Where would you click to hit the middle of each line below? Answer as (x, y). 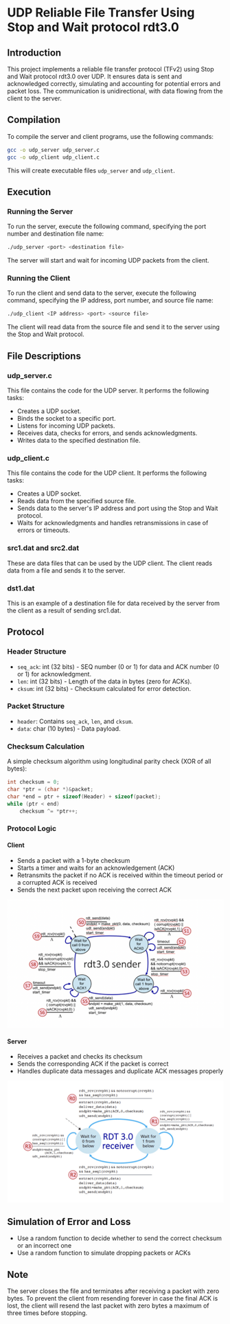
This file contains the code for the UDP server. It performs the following (108, 390)
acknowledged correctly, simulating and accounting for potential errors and (114, 84)
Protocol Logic (32, 828)
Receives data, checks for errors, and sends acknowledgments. (107, 433)
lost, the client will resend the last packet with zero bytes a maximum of (108, 1306)
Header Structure (37, 652)
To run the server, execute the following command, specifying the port (107, 227)
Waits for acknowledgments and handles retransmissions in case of (113, 523)
